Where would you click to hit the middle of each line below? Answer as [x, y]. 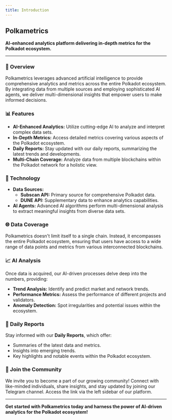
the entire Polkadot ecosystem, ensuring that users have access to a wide [83, 241]
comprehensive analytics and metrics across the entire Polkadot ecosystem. [86, 83]
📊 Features [20, 114]
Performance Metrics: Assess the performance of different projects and [89, 294]
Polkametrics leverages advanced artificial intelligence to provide [74, 78]
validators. [24, 300]
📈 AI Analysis [23, 260]
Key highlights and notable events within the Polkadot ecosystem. [82, 356]
